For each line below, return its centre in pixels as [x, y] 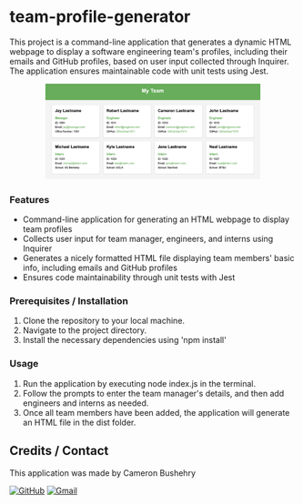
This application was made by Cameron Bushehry [102, 473]
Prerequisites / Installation [69, 301]
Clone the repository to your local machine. [103, 321]
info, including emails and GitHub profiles [100, 268]
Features [30, 199]
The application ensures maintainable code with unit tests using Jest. [139, 71]
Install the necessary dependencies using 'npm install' [125, 340]
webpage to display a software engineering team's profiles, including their [149, 51]
